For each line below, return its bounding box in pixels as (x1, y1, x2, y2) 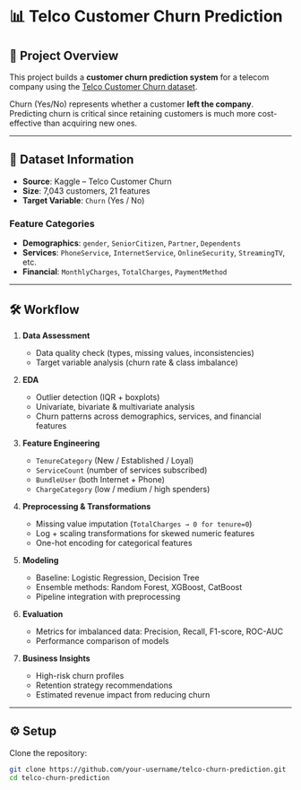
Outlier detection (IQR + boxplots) (35, 391, 160, 403)
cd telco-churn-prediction (9, 773, 110, 782)
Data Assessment (21, 330, 90, 341)
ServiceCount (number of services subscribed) (35, 464, 208, 475)
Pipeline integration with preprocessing (35, 591, 181, 602)
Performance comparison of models (35, 635, 169, 646)
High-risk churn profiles (35, 670, 125, 681)
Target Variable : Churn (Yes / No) (21, 195, 145, 205)
